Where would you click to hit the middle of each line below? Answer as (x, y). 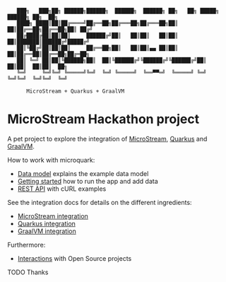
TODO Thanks (28, 272)
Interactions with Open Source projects (75, 258)
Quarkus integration (47, 223)
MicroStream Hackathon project (103, 119)
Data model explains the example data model (83, 173)
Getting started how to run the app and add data (88, 181)
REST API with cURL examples (62, 189)
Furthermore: (26, 245)
